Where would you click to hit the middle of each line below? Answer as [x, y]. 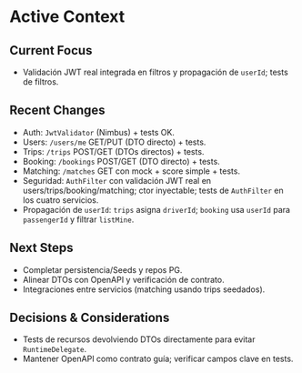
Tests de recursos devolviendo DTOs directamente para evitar [139, 339]
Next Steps [41, 248]
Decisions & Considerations [90, 318]
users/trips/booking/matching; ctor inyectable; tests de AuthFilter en [153, 190]
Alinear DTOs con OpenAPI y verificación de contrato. [123, 279]
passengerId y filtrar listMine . [78, 219]
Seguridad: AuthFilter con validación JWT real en [117, 180]
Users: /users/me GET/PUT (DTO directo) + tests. [114, 142]
